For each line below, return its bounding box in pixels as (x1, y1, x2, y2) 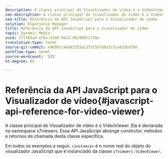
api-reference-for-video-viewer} (5, 106, 145, 117)
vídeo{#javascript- (73, 95, 154, 107)
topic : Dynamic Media (5, 31, 50, 36)
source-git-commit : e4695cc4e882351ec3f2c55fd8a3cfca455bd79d (5, 45, 137, 50)
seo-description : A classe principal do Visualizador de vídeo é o (5, 12, 149, 17)
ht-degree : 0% (5, 59, 35, 64)
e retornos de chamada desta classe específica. (5, 133, 104, 139)
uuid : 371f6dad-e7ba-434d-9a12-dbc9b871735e (5, 36, 99, 41)
